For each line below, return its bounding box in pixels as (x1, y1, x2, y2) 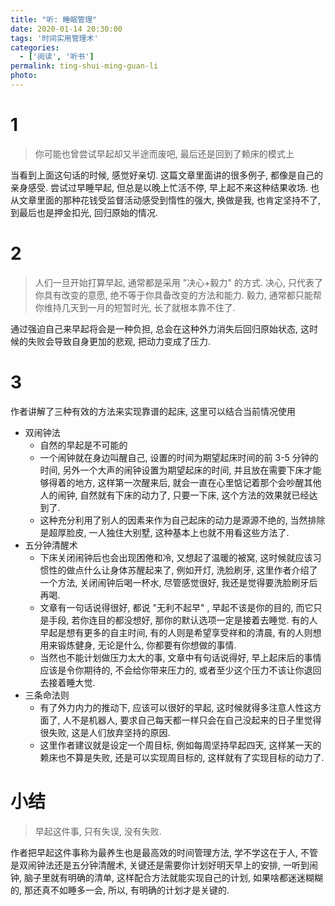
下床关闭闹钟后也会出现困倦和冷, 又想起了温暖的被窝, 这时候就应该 (39, 551, 313, 563)
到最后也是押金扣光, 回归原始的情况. (10, 206, 159, 218)
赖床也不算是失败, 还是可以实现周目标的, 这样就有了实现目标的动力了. (39, 751, 325, 763)
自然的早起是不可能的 (39, 439, 128, 451)
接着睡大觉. (48, 676, 96, 688)
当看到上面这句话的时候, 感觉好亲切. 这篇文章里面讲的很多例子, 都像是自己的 (10, 169, 323, 181)
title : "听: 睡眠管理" (10, 14, 98, 25)
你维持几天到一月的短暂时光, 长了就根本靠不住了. (34, 301, 236, 313)
